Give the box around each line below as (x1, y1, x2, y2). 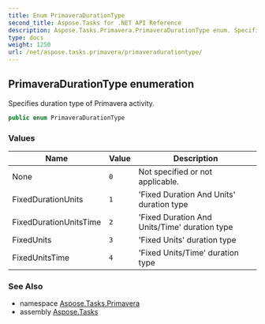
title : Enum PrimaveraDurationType (8, 11, 125, 20)
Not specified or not (138, 166, 213, 177)
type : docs (8, 33, 44, 42)
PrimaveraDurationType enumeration (8, 77, 195, 91)
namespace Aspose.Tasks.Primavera (19, 299, 140, 308)
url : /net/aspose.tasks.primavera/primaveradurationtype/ (8, 48, 203, 56)
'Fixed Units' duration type (138, 234, 237, 245)
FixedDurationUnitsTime (12, 217, 102, 228)
